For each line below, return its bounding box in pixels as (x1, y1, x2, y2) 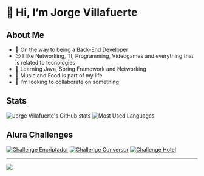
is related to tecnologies (15, 59, 76, 66)
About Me (6, 30, 44, 40)
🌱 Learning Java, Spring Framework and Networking (15, 65, 147, 72)
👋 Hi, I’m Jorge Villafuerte (6, 5, 138, 19)
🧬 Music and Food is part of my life (15, 72, 103, 79)
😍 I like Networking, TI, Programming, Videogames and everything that (15, 52, 194, 60)
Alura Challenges (6, 130, 73, 140)
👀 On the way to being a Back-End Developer (15, 46, 129, 53)
